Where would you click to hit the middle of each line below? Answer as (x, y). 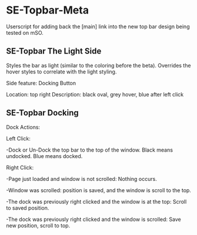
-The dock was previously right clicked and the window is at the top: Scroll (96, 202)
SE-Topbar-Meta (48, 10)
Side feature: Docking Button (41, 83)
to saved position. (28, 208)
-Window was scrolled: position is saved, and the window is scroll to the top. (98, 190)
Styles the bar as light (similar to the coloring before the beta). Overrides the (98, 65)
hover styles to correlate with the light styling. (61, 72)
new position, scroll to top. (38, 225)
